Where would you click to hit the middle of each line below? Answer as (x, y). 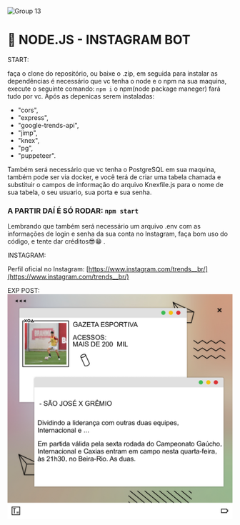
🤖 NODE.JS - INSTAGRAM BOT (99, 40)
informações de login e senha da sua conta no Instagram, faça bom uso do (118, 234)
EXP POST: (24, 291)
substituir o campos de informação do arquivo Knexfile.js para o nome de (115, 184)
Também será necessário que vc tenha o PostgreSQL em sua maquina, (112, 169)
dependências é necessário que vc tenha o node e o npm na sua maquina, (117, 81)
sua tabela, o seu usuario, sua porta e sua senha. (80, 192)
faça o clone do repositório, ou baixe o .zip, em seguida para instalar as (112, 73)
